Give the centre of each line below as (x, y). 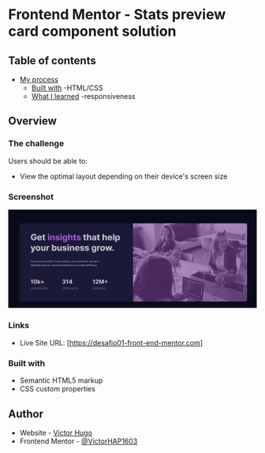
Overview (33, 121)
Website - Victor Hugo (56, 432)
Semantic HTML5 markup (61, 380)
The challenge (36, 144)
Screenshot (31, 197)
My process (39, 79)
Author (26, 414)
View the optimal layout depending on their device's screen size (123, 176)
